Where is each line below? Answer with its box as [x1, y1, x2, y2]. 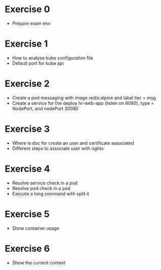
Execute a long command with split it [12, 190, 89, 197]
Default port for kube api [12, 60, 64, 66]
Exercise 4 [5, 163, 50, 174]
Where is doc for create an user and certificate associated [12, 140, 134, 146]
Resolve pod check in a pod [12, 185, 71, 191]
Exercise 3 [5, 123, 50, 135]
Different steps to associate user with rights [12, 145, 104, 151]
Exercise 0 [5, 4, 50, 15]
